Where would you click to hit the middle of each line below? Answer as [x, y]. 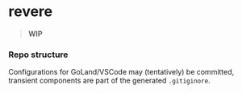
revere [31, 12]
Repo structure [38, 55]
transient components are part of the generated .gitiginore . [110, 81]
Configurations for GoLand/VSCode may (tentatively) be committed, [121, 72]
